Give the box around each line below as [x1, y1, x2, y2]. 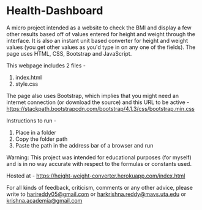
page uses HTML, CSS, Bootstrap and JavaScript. [6, 50, 132, 57]
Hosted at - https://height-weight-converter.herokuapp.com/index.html [6, 172, 185, 179]
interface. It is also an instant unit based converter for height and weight [6, 37, 189, 44]
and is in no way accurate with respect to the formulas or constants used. [6, 160, 192, 167]
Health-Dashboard [6, 4, 103, 18]
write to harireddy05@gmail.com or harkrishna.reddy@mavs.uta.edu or [6, 190, 187, 198]
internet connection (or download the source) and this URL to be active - [6, 99, 190, 106]
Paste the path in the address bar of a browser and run [15, 141, 154, 149]
